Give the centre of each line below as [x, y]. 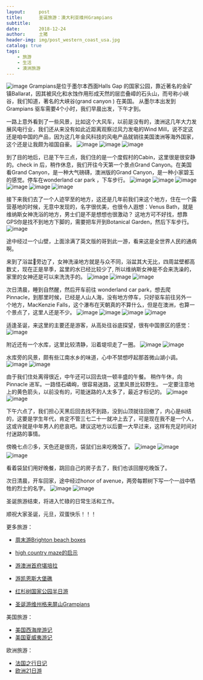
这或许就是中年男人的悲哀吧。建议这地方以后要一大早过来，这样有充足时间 [99, 426]
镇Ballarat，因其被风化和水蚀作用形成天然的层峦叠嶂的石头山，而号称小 [95, 94]
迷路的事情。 [27, 434]
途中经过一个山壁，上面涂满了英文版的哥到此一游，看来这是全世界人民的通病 [101, 241]
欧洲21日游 [28, 671]
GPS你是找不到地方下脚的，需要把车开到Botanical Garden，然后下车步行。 [99, 222]
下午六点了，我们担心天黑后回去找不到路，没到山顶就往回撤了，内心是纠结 [99, 411]
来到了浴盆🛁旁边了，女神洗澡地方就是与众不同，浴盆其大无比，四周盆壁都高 [101, 262]
